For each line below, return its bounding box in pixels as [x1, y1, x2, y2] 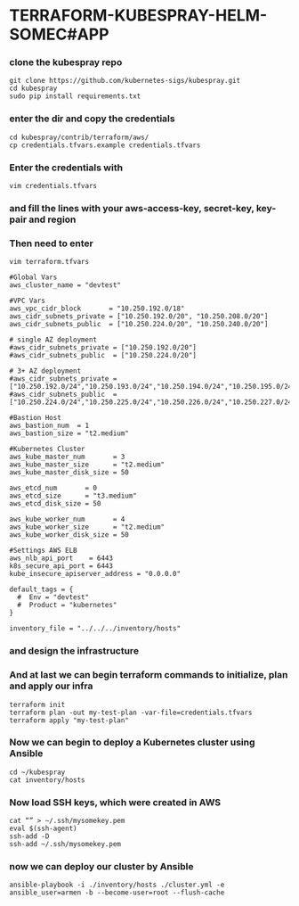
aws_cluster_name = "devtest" [9, 281, 122, 290]
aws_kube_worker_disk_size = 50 [9, 531, 129, 539]
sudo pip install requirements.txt [9, 92, 141, 101]
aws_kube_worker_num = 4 [9, 515, 125, 524]
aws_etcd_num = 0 [9, 483, 98, 493]
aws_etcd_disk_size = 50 [9, 499, 101, 508]
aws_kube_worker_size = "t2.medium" [9, 523, 166, 531]
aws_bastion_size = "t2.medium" [9, 429, 129, 438]
